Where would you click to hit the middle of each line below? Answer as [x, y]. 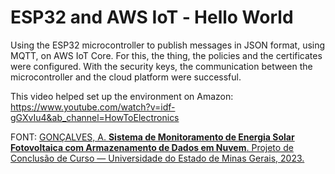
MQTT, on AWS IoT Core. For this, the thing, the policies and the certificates [166, 55]
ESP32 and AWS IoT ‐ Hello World [152, 17]
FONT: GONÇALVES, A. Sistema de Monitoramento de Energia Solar [152, 137]
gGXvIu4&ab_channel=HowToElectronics [95, 117]
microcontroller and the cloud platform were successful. [126, 77]
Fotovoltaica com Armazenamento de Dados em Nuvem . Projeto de [152, 147]
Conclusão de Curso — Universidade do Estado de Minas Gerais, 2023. [157, 158]
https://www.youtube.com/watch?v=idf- [93, 107]
